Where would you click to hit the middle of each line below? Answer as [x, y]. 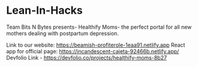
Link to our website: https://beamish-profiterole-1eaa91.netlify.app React [96, 45]
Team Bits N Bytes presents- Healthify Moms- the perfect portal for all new [99, 27]
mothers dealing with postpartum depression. [62, 33]
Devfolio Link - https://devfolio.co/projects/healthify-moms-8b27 [86, 57]
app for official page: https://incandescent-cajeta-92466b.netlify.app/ [93, 51]
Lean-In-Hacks [44, 10]
